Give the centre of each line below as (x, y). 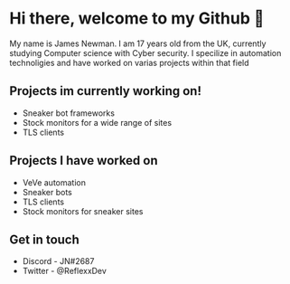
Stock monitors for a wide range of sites (97, 122)
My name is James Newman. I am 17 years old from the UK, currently (138, 43)
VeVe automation (54, 182)
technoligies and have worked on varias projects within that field (130, 62)
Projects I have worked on (84, 161)
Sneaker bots (47, 192)
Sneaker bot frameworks (69, 113)
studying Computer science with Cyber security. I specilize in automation (145, 52)
